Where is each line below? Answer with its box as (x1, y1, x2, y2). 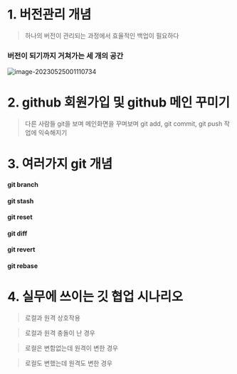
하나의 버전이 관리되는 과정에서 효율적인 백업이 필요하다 (24, 31, 179, 40)
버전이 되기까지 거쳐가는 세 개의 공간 (7, 50, 124, 60)
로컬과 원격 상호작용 (24, 314, 80, 322)
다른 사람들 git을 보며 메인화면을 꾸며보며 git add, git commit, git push (24, 119, 223, 128)
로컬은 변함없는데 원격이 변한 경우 (24, 343, 119, 352)
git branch (7, 180, 39, 188)
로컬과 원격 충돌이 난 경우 (24, 328, 96, 337)
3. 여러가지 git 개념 (7, 156, 112, 172)
